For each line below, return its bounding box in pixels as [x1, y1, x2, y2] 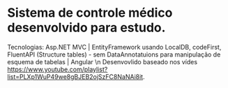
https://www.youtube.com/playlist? [7, 65, 108, 73]
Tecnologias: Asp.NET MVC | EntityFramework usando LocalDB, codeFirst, [7, 43, 222, 51]
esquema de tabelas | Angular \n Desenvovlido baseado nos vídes [7, 57, 197, 66]
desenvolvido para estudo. [7, 20, 166, 36]
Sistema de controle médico [7, 5, 173, 21]
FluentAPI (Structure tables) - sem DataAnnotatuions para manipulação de [7, 50, 221, 59]
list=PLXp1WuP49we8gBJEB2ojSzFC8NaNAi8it [7, 72, 144, 81]
